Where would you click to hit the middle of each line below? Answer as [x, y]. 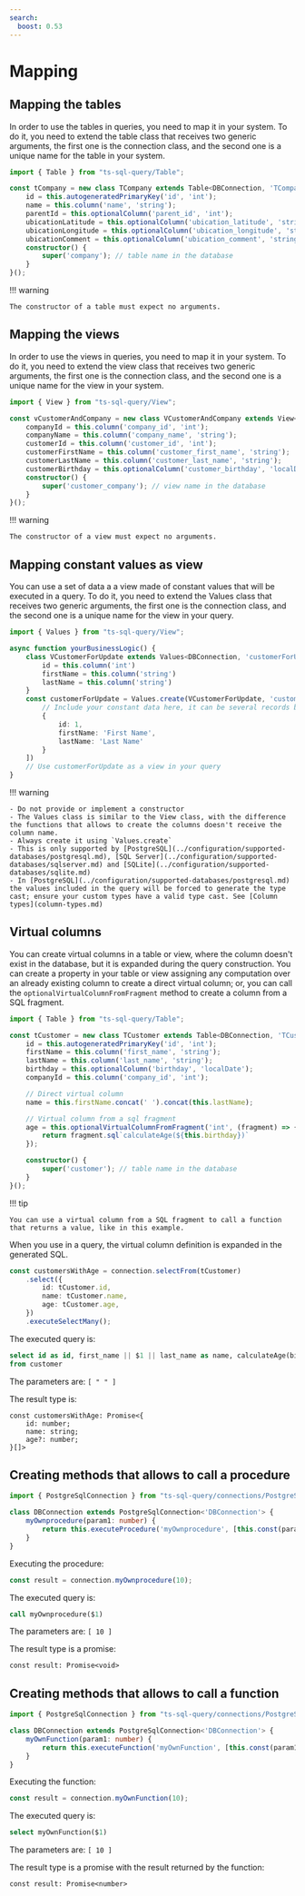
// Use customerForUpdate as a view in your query [123, 767]
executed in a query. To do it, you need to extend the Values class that [141, 597]
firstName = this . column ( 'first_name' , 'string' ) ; [123, 1052]
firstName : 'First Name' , [107, 733]
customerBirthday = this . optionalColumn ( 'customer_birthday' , [146, 469]
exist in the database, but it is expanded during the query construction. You [150, 963]
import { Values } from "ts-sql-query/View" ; [97, 632]
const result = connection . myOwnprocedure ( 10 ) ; [101, 1580]
